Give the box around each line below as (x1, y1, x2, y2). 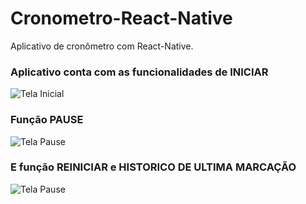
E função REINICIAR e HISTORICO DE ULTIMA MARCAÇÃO (10, 160, 297, 174)
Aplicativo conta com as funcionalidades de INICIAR (10, 65, 269, 79)
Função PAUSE (10, 113, 84, 127)
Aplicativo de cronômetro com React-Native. (10, 40, 194, 52)
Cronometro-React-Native (10, 7, 233, 30)
